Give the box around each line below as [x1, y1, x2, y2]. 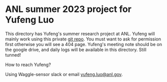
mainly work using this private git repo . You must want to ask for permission [5, 36, 161, 42]
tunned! [5, 51, 21, 58]
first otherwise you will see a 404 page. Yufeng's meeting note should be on [5, 41, 162, 47]
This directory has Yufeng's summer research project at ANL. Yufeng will [5, 30, 156, 36]
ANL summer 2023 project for [5, 3, 132, 15]
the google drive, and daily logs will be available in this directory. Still [5, 46, 147, 52]
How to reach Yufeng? [5, 61, 51, 67]
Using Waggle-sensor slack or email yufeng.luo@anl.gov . [5, 71, 123, 77]
